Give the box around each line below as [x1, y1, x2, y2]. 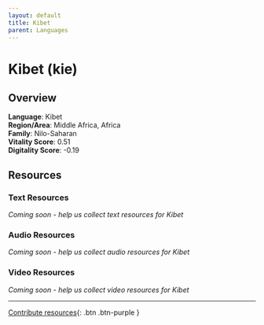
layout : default [8, 11, 61, 20]
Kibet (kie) [8, 60, 78, 78]
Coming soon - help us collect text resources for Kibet [8, 210, 184, 220]
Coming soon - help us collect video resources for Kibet [8, 285, 190, 294]
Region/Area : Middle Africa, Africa [8, 120, 121, 130]
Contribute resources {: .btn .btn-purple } [8, 308, 140, 317]
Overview [8, 91, 57, 105]
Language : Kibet [8, 112, 63, 122]
